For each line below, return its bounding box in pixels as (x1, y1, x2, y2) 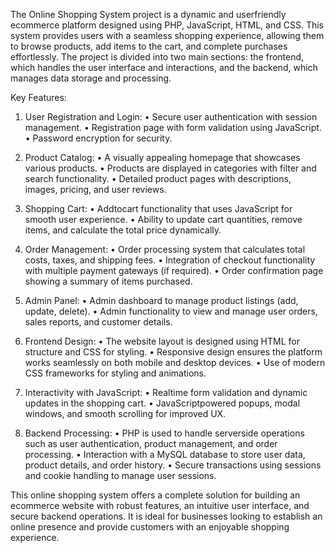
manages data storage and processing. (10, 72, 172, 84)
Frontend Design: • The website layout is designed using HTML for (24, 335, 300, 347)
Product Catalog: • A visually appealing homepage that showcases (24, 152, 301, 163)
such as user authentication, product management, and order (24, 438, 278, 449)
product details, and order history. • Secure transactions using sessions (24, 459, 322, 471)
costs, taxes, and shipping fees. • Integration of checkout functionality (24, 254, 316, 266)
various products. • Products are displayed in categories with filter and (24, 162, 317, 174)
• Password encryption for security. (24, 132, 173, 144)
